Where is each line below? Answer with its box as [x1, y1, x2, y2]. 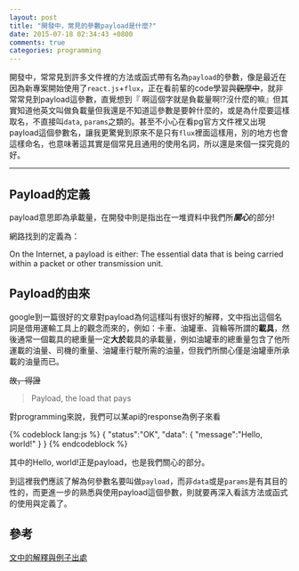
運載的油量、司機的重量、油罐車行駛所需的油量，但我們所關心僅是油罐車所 [9, 345, 282, 355]
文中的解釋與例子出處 [9, 551, 87, 562]
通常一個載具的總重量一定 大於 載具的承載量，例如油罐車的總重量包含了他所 [16, 333, 290, 344]
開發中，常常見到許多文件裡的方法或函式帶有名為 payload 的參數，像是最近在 [9, 72, 287, 83]
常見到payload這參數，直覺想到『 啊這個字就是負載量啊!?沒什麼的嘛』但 [16, 94, 281, 105]
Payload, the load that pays [30, 393, 132, 404]
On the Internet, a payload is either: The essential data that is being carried [9, 249, 284, 259]
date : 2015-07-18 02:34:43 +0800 [9, 29, 133, 38]
